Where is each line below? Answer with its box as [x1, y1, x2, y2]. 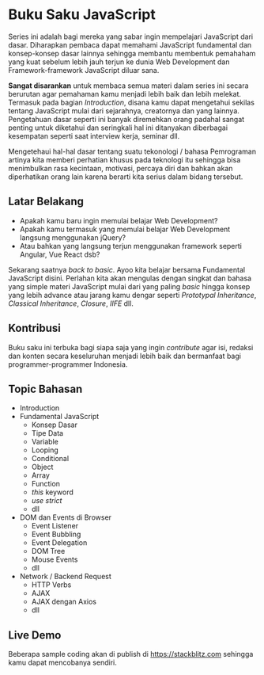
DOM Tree [31, 547, 66, 556]
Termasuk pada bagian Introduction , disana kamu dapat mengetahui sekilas [8, 97, 255, 107]
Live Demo [8, 628, 62, 642]
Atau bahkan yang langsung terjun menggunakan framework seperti [19, 241, 243, 250]
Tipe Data [31, 429, 64, 438]
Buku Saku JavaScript [8, 6, 156, 24]
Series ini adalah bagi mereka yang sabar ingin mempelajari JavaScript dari [8, 32, 254, 41]
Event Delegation [31, 538, 88, 547]
